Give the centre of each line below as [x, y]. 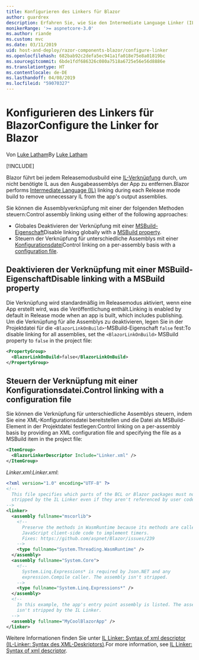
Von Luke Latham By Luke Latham [47, 154]
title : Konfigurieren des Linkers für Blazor [63, 12]
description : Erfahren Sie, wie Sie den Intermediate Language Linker [95, 23]
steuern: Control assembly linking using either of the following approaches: [97, 214]
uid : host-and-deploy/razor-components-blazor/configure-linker [87, 50]
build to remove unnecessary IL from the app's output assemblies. [87, 196]
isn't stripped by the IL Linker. [59, 610]
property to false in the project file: [49, 340]
